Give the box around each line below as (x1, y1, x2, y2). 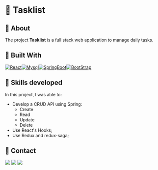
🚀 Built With (5, 51, 42, 59)
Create (19, 106, 33, 112)
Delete (19, 122, 33, 128)
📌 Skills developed (5, 79, 63, 87)
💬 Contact (5, 147, 36, 155)
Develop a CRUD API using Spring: (12, 101, 82, 107)
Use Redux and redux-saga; (12, 132, 69, 138)
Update (19, 116, 35, 122)
